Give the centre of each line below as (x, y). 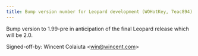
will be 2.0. (19, 35)
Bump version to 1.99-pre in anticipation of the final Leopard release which (98, 29)
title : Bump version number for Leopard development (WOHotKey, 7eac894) (100, 12)
